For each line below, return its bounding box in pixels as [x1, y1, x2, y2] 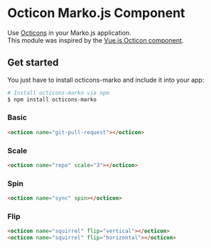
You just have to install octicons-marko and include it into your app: [7, 75, 205, 84]
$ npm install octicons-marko [7, 96, 97, 103]
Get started [7, 57, 59, 69]
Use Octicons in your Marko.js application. [7, 28, 131, 37]
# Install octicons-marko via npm [7, 89, 110, 97]
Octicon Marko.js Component [7, 5, 185, 21]
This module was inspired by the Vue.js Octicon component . [7, 36, 184, 44]
